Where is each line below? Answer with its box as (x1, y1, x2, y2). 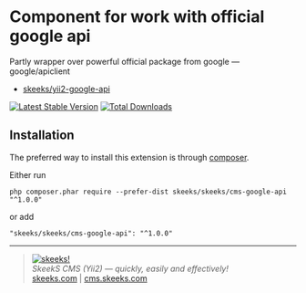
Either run (9, 169, 46, 180)
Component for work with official (9, 6, 265, 27)
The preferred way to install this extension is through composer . (9, 152, 250, 162)
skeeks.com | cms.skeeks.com (31, 272, 148, 284)
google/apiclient (9, 66, 71, 77)
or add (9, 211, 35, 222)
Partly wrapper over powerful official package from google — (9, 56, 240, 67)
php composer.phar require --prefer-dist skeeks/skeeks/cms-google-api (9, 187, 287, 196)
